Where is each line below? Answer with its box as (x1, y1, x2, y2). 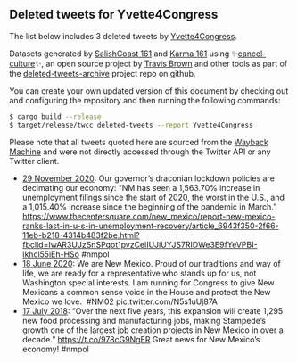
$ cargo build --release (9, 111, 102, 121)
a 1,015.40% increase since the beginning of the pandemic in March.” (21, 201, 277, 212)
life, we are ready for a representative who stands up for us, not (21, 268, 257, 278)
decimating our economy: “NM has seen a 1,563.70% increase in (21, 182, 260, 193)
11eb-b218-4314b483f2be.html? (21, 229, 140, 240)
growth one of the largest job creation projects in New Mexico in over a (21, 325, 284, 335)
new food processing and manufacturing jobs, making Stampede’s (21, 315, 266, 326)
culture (9, 58, 36, 69)
